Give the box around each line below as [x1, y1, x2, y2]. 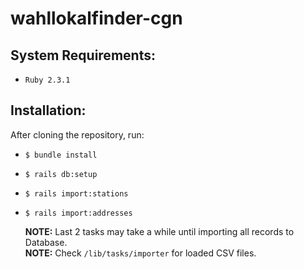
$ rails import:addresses [24, 208, 133, 218]
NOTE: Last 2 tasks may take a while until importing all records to [24, 225, 295, 237]
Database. [24, 236, 68, 248]
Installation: [10, 102, 87, 119]
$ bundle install [24, 150, 98, 160]
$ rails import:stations [24, 188, 129, 199]
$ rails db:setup [24, 169, 98, 179]
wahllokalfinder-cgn [10, 7, 183, 30]
